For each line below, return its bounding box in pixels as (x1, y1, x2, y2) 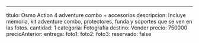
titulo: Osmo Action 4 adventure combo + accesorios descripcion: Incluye (6, 12, 187, 18)
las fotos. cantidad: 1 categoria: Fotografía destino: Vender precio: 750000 (6, 24, 188, 31)
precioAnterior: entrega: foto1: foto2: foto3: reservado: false (6, 31, 152, 37)
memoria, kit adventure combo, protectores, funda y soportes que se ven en (6, 18, 192, 25)
